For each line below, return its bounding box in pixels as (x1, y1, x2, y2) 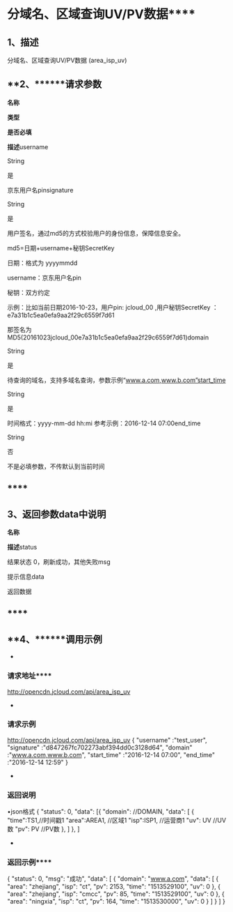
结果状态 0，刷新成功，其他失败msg (7, 558, 111, 566)
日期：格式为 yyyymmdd (7, 259, 78, 267)
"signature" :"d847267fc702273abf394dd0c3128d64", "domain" (7, 743, 193, 752)
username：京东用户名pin (7, 273, 82, 282)
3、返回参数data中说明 (7, 508, 106, 520)
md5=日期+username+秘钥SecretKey (7, 243, 115, 252)
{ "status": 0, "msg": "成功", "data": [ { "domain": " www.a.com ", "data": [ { (7, 874, 219, 883)
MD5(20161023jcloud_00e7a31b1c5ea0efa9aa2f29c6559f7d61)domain (7, 333, 209, 342)
